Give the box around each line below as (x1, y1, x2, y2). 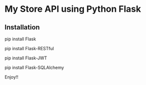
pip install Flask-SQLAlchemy (4, 65, 65, 70)
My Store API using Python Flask (4, 3, 142, 15)
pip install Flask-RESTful (4, 46, 54, 51)
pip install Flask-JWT (4, 55, 47, 61)
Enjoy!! (4, 74, 19, 80)
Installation (4, 23, 40, 31)
